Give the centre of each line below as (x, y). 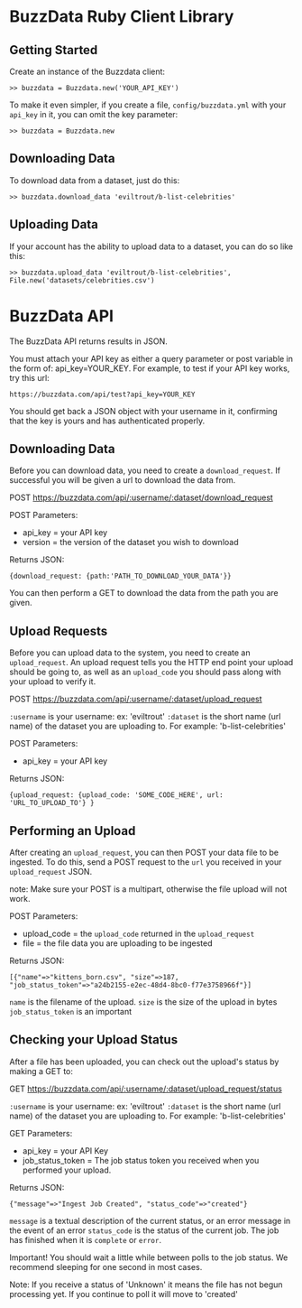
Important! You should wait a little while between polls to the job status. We (149, 1257)
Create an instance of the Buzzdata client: (87, 71)
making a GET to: (41, 1071)
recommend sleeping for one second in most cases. (106, 1266)
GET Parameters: (41, 1133)
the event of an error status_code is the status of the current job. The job (144, 1230)
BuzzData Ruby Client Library (122, 17)
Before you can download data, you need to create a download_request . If (145, 470)
